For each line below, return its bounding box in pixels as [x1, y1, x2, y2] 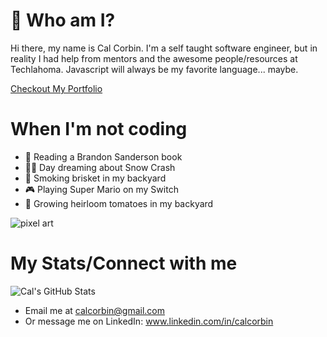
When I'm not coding [10, 118, 188, 141]
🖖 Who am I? [10, 9, 116, 32]
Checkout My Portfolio [10, 82, 103, 94]
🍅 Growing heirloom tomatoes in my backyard [24, 197, 214, 209]
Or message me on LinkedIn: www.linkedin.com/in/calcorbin [24, 315, 274, 327]
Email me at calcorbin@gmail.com [24, 304, 166, 316]
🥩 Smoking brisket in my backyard [24, 172, 167, 184]
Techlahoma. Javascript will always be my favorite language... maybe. [10, 63, 299, 75]
